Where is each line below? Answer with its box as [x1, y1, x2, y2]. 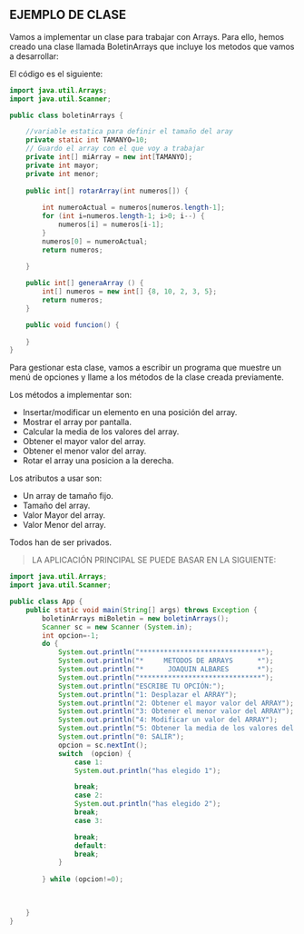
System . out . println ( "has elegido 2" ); [74, 800, 221, 809]
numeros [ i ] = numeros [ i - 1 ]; [57, 220, 165, 230]
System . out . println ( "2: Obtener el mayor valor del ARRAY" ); [57, 699, 295, 708]
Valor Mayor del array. [22, 510, 106, 521]
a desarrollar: [9, 50, 59, 62]
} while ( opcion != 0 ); [42, 875, 124, 884]
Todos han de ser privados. [9, 537, 112, 548]
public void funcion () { [25, 320, 120, 330]
